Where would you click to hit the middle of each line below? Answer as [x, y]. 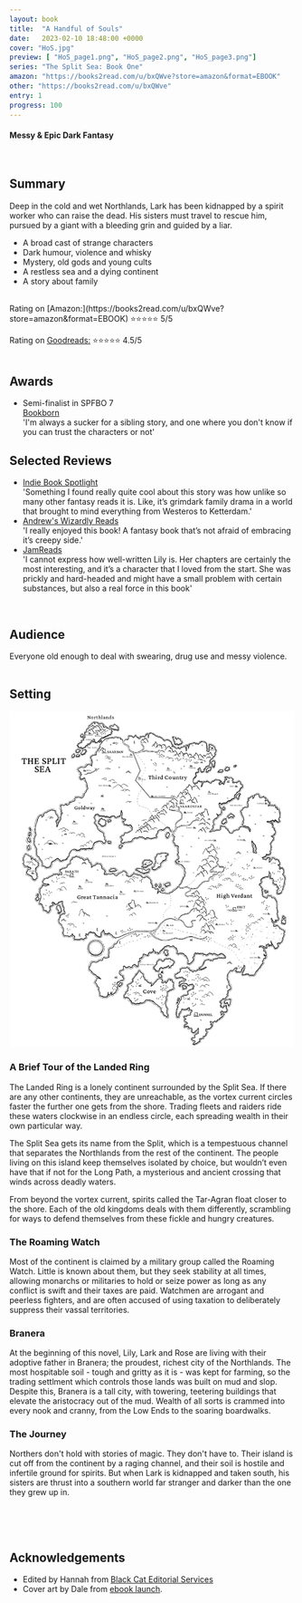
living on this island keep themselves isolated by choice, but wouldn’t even [148, 1162]
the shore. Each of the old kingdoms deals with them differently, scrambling [150, 1209]
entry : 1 [26, 95]
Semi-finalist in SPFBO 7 [68, 403]
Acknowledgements [67, 1557]
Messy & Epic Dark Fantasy [62, 135]
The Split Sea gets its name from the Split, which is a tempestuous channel [149, 1143]
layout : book [34, 19]
